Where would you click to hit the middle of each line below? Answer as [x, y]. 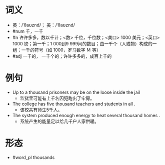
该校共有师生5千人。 [41, 110]
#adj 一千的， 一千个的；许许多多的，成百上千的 [62, 56]
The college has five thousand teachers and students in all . [74, 104]
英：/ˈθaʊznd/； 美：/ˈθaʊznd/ [43, 25]
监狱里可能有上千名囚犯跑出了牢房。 [57, 98]
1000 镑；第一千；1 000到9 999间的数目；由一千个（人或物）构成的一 [84, 43]
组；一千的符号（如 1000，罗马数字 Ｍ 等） [56, 50]
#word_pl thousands [33, 157]
